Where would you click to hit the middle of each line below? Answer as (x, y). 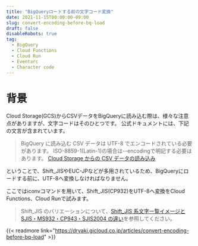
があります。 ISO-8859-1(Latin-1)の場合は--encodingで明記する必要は (106, 151)
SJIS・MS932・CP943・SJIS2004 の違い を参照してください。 (98, 219)
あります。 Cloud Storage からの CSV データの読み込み (88, 158)
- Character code (33, 67)
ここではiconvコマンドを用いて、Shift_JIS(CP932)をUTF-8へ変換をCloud (96, 191)
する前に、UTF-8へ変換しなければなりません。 (74, 179)
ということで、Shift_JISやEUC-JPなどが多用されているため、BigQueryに (95, 171)
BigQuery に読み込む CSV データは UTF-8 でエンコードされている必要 (106, 144)
